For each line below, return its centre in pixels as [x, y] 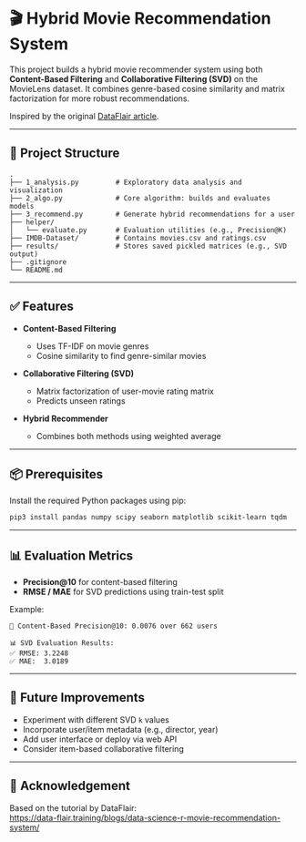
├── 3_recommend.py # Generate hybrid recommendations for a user [153, 214]
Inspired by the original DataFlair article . [84, 116]
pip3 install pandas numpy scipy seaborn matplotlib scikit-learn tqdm [148, 518]
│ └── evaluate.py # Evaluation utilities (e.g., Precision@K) [148, 230]
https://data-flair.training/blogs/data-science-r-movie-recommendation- [145, 817]
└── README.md [36, 270]
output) [24, 254]
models [22, 206]
